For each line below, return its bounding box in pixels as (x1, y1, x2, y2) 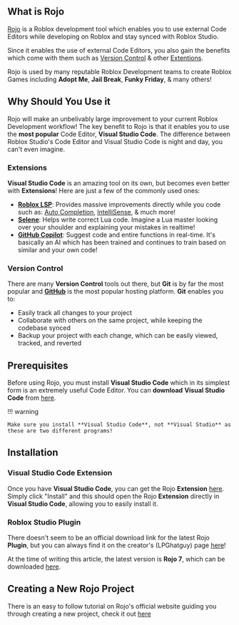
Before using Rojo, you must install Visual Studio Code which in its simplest (7, 378, 230, 387)
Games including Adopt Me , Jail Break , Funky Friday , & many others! (7, 75, 212, 83)
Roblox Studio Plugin (7, 517, 81, 527)
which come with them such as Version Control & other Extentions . (7, 53, 203, 62)
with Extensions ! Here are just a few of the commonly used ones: (7, 186, 200, 195)
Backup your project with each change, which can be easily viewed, (17, 331, 218, 340)
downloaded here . (7, 562, 61, 571)
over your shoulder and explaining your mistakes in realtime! (17, 222, 195, 231)
